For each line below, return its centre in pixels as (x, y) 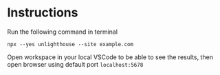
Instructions (43, 13)
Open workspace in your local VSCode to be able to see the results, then (110, 57)
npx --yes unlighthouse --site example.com (70, 44)
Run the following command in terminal (63, 32)
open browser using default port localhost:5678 (75, 64)
